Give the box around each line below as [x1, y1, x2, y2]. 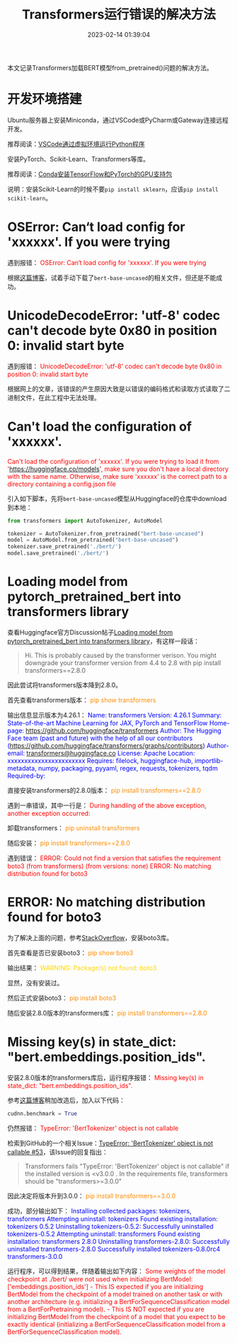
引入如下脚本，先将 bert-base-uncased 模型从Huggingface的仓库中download [7, 494, 227, 503]
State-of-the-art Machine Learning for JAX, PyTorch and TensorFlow [7, 719, 208, 727]
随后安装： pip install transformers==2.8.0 [7, 839, 131, 847]
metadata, [7, 764, 37, 772]
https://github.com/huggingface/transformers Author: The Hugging [25, 727, 221, 735]
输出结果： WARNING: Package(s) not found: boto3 [7, 963, 157, 972]
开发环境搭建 [7, 91, 83, 107]
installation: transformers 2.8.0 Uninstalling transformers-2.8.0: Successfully [7, 1237, 230, 1245]
